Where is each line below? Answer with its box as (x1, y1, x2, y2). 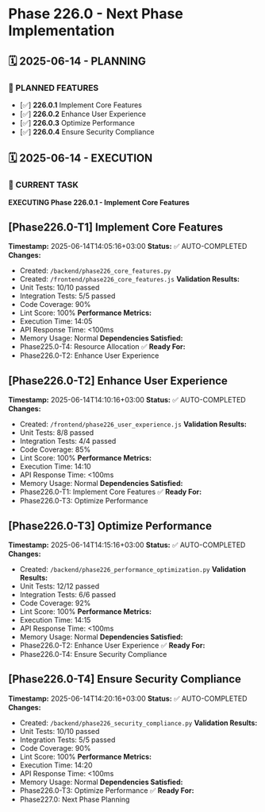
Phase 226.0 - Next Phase (8, 5, 184, 23)
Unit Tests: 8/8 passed (19, 428, 94, 437)
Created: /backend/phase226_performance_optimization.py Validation (19, 565, 246, 573)
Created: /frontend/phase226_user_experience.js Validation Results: (19, 419, 248, 429)
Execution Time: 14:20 (19, 760, 93, 770)
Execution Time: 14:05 (19, 317, 93, 326)
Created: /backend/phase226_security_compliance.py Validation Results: (19, 717, 258, 728)
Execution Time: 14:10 (19, 462, 91, 472)
